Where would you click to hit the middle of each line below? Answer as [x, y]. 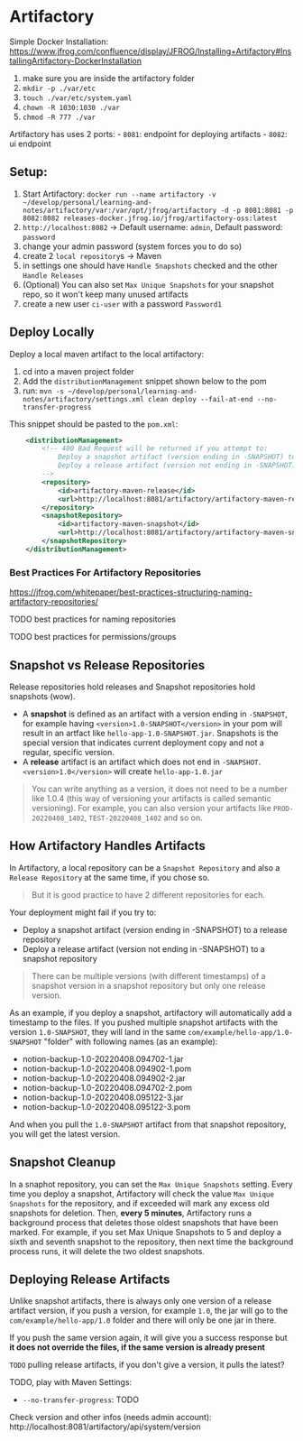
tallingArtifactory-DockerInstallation [76, 60]
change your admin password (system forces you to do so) [132, 246]
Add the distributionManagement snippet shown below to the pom [144, 381]
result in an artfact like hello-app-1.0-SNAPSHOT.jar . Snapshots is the [151, 733]
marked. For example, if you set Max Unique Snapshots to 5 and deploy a [146, 1232]
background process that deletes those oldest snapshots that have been [144, 1222]
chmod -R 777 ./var [59, 117]
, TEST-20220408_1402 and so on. [143, 817]
